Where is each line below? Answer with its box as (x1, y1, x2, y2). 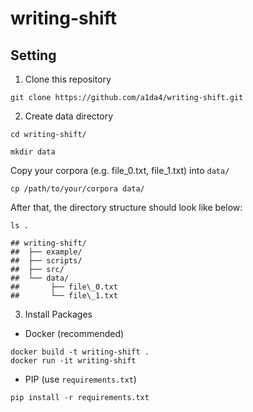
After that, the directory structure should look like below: (10, 202, 243, 213)
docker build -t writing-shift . (10, 347, 150, 357)
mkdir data (10, 147, 56, 157)
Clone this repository (24, 73, 112, 85)
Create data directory (24, 110, 114, 122)
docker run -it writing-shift (10, 356, 137, 366)
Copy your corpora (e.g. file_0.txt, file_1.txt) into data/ (10, 165, 230, 176)
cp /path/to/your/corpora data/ (10, 184, 145, 194)
